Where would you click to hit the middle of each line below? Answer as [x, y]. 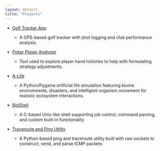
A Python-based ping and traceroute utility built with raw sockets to [87, 138]
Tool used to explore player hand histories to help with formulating [85, 61]
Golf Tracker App [29, 28]
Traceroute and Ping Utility [39, 129]
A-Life [18, 76]
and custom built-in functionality [52, 119]
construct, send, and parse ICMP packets [61, 143]
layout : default [21, 9]
